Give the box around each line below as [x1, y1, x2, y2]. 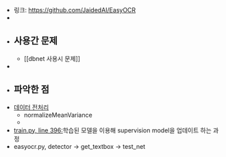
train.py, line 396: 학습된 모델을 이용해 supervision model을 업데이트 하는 [13, 126, 212, 134]
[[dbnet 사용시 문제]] [23, 54, 81, 63]
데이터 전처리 [13, 103, 49, 111]
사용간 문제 [13, 35, 58, 46]
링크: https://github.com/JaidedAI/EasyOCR [13, 6, 136, 14]
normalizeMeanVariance [23, 111, 92, 119]
